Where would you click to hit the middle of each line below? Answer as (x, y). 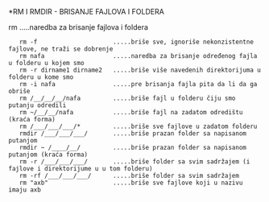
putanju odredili (37, 105)
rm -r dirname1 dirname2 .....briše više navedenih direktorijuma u (140, 70)
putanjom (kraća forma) (48, 155)
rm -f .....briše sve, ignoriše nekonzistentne (136, 42)
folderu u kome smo (41, 77)
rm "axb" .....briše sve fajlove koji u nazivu (131, 183)
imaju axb (25, 190)
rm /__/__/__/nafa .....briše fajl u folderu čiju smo (127, 98)
